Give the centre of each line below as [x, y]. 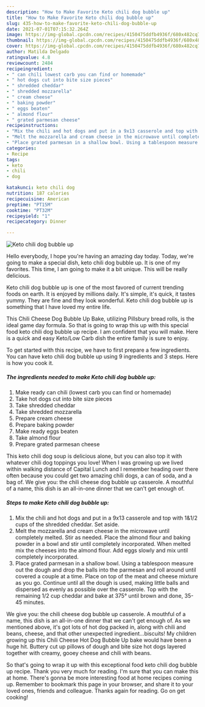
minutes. [34, 603]
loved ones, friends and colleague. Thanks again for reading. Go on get [96, 691]
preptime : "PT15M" [30, 205]
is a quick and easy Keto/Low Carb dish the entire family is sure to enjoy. [98, 338]
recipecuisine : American [38, 199]
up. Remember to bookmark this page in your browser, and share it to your [100, 684]
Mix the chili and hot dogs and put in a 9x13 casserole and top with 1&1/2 [106, 518]
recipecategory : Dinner [37, 222]
